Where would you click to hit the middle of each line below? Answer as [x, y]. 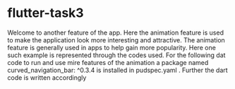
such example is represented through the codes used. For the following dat [116, 55]
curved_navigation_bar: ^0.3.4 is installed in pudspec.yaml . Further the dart [117, 70]
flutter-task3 [46, 13]
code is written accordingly [47, 77]
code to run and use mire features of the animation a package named [108, 62]
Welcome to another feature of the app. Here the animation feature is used [116, 32]
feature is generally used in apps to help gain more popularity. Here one [112, 47]
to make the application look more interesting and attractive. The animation [116, 40]
